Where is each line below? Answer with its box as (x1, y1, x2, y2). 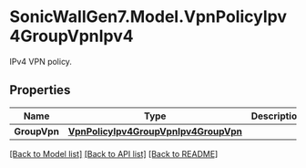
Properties (9, 82, 71, 98)
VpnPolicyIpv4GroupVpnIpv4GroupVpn (67, 125, 243, 138)
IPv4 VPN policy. (9, 56, 73, 67)
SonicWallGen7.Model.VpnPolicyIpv (9, 6, 287, 27)
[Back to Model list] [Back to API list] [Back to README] (9, 148, 219, 159)
